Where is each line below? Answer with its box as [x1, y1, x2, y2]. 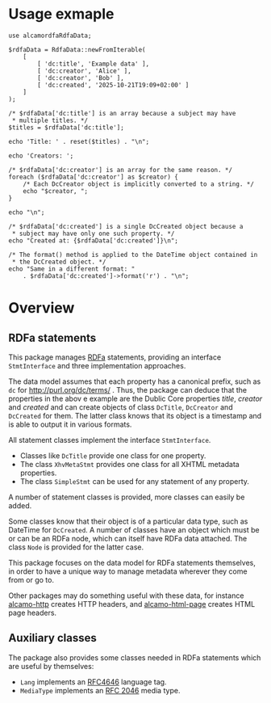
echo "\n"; [8, 208, 45, 217]
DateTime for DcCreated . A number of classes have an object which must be [8, 524, 260, 534]
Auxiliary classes [8, 631, 97, 645]
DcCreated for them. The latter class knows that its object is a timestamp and [8, 410, 262, 420]
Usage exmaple [8, 5, 115, 23]
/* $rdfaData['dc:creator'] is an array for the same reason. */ [8, 166, 232, 174]
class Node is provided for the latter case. [8, 542, 144, 552]
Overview [8, 299, 75, 318]
